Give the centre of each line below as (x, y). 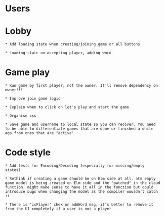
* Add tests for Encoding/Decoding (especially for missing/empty (75, 166)
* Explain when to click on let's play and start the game (67, 107)
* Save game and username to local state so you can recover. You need (80, 125)
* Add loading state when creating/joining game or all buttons (73, 44)
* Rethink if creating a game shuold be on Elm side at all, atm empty (80, 179)
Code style (28, 153)
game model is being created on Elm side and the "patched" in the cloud (83, 183)
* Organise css (21, 116)
